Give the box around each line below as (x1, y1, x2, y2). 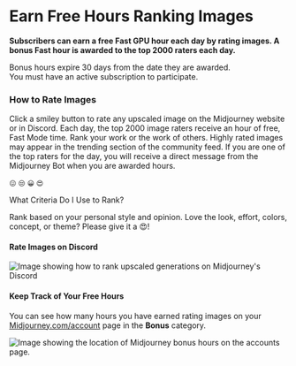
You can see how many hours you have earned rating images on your (9, 310, 262, 321)
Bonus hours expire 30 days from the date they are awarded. (9, 62, 231, 72)
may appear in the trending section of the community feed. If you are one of (9, 141, 285, 152)
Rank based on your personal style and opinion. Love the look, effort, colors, (9, 212, 288, 223)
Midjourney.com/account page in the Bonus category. (9, 320, 206, 331)
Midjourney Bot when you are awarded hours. (9, 161, 176, 172)
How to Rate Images (9, 93, 97, 105)
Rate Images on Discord (9, 241, 99, 252)
